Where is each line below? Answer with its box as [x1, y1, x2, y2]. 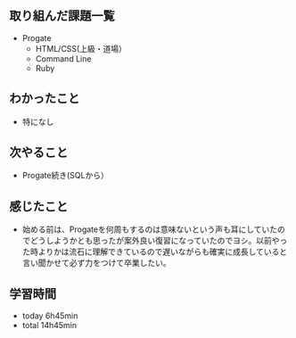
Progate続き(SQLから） [21, 170, 109, 181]
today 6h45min [21, 310, 78, 321]
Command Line [35, 53, 92, 64]
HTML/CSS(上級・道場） [35, 43, 127, 54]
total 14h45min [21, 320, 78, 331]
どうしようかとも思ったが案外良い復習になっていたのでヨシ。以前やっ [29, 235, 288, 246]
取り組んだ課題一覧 [9, 8, 115, 24]
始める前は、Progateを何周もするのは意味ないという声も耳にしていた [21, 224, 278, 235]
